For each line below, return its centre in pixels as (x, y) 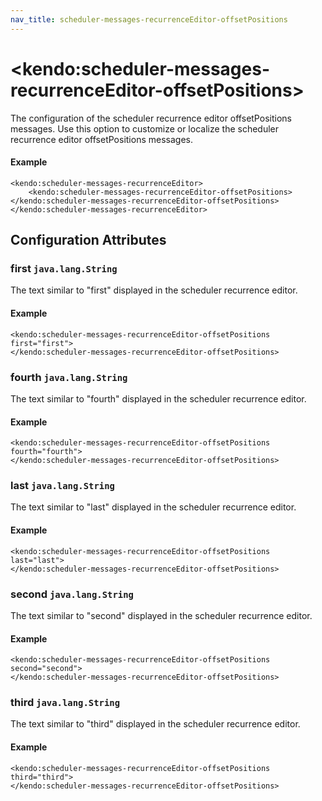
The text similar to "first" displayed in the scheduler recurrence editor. (154, 290)
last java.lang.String (62, 486)
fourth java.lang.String (69, 377)
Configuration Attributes (88, 240)
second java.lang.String (72, 594)
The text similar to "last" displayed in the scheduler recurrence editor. (153, 507)
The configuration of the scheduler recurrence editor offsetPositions (151, 118)
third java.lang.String (65, 703)
